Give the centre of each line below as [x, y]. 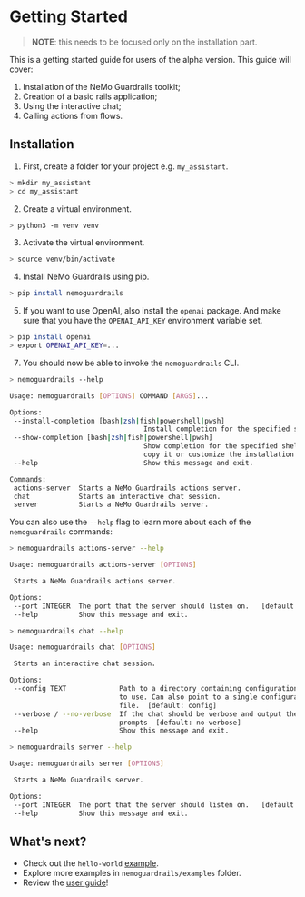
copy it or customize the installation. [221, 454]
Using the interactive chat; [72, 105]
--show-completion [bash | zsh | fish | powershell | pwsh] [113, 438]
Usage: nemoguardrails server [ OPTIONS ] [87, 764]
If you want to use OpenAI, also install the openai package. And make [152, 311]
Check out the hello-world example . [90, 863]
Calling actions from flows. [73, 115]
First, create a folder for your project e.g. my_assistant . [125, 166]
